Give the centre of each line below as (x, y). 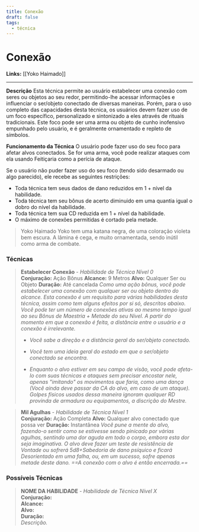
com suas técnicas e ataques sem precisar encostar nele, (106, 376)
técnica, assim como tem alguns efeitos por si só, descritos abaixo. (103, 303)
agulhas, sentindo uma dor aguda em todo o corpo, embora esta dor (105, 438)
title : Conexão (25, 12)
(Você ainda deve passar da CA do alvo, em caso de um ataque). (110, 388)
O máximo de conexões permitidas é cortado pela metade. (86, 220)
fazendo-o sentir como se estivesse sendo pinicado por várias (97, 431)
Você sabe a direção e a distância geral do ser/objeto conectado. (110, 340)
